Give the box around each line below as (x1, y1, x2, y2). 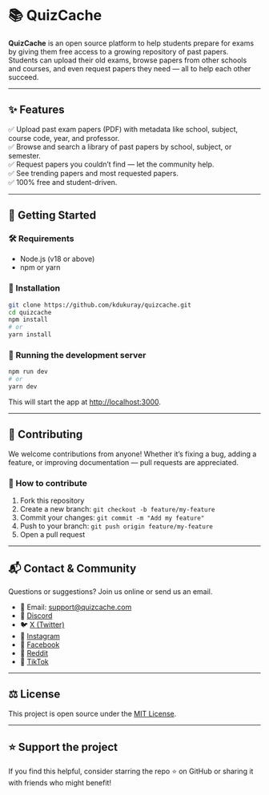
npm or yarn (19, 263, 61, 272)
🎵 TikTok (19, 656, 50, 666)
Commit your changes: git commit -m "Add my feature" (19, 513, 205, 523)
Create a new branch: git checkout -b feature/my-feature (19, 504, 215, 514)
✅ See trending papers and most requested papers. (8, 168, 179, 178)
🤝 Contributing (8, 428, 83, 441)
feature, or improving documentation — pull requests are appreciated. (8, 457, 239, 467)
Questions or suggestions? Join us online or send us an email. (8, 586, 213, 596)
